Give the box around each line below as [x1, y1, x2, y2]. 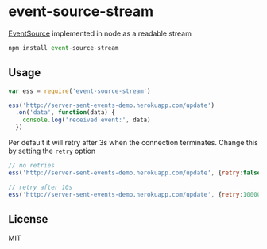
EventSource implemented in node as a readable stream [8, 29, 192, 38]
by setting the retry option [8, 146, 96, 155]
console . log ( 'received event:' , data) [22, 116, 151, 125]
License [8, 213, 48, 226]
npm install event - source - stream [8, 44, 119, 52]
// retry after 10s [8, 183, 73, 191]
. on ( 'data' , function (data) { [15, 109, 115, 117]
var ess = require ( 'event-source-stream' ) [8, 86, 151, 95]
